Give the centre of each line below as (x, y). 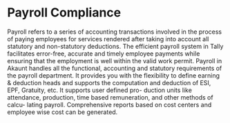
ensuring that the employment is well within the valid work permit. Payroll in (115, 60)
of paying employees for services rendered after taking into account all (108, 38)
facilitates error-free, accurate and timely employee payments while (104, 54)
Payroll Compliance (64, 13)
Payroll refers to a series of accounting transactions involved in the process (115, 32)
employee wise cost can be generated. (63, 112)
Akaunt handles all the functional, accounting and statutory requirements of (115, 68)
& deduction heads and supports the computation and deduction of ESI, (109, 82)
